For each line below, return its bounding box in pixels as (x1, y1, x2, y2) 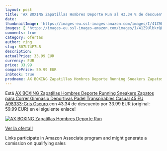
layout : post (5, 7, 32, 12)
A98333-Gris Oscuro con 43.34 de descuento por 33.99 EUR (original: (5, 100, 150, 107)
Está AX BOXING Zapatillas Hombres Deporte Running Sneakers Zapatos (5, 90, 154, 96)
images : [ (5, 26, 26, 31)
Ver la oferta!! (5, 125, 33, 131)
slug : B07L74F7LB (5, 44, 41, 49)
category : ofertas (5, 35, 43, 40)
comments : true (5, 30, 37, 35)
